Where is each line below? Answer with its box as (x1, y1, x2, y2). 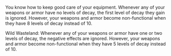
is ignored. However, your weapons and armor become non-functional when (5, 15, 166, 21)
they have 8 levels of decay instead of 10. (5, 20, 93, 26)
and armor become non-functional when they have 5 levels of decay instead (5, 41, 166, 47)
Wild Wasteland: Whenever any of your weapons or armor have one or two (5, 30, 162, 36)
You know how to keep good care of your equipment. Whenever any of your (5, 5, 165, 10)
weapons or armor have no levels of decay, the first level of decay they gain (5, 10, 165, 16)
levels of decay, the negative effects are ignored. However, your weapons (5, 35, 160, 41)
